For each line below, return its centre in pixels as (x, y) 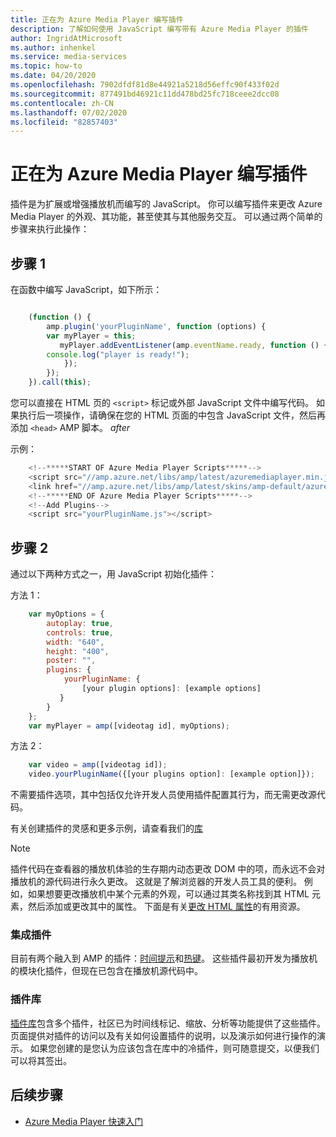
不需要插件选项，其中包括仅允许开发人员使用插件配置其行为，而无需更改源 (163, 795)
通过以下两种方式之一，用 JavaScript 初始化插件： (114, 574)
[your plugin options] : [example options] (171, 689)
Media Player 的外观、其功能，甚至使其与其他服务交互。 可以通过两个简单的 (166, 217)
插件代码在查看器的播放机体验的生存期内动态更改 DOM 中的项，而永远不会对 (168, 869)
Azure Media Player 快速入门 (84, 1121)
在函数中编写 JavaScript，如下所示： (86, 289)
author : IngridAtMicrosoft (66, 38)
